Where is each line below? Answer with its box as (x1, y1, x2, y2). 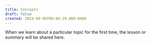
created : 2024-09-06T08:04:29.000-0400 (5, 16, 87, 21)
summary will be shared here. (5, 34, 65, 40)
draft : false (5, 12, 32, 16)
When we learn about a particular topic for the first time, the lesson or (5, 30, 146, 35)
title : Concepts (5, 7, 38, 12)
